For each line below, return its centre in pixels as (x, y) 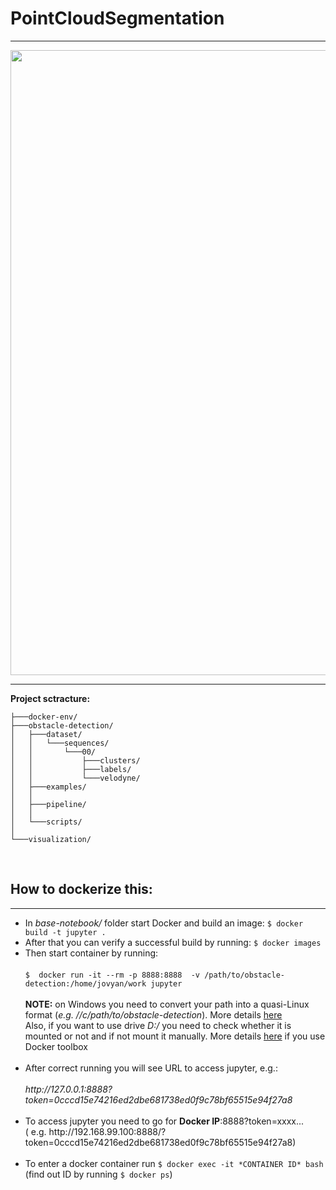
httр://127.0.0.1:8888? (68, 1089)
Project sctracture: (50, 698)
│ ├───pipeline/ (48, 804)
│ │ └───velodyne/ (75, 778)
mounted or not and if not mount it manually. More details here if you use (175, 1036)
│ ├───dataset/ (46, 734)
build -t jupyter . (65, 932)
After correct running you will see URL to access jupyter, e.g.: (151, 1068)
